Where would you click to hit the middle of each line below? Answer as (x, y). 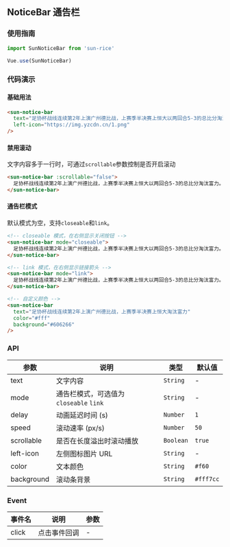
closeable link (80, 403)
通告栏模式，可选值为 (90, 393)
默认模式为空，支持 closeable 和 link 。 (60, 223)
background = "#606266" (44, 325)
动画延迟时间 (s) (82, 415)
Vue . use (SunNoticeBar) (39, 60)
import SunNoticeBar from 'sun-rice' (61, 48)
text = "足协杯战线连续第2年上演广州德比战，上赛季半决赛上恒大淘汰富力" (102, 312)
